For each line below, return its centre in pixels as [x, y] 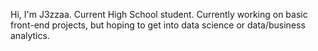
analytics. [30, 35]
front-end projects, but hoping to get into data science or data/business [158, 25]
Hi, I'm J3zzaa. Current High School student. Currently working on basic [159, 14]
